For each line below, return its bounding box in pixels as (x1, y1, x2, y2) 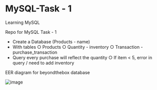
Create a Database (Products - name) (12, 38, 90, 45)
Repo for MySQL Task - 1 (5, 29, 57, 35)
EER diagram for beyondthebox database (5, 69, 90, 75)
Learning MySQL (5, 19, 40, 25)
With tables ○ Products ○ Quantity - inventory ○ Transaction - (12, 44, 143, 50)
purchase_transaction (12, 49, 58, 55)
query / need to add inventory (12, 60, 74, 66)
